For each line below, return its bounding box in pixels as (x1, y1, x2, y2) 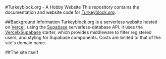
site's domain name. (5, 40, 46, 46)
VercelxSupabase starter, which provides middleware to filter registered (5, 29, 152, 35)
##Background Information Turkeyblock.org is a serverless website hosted (5, 19, 158, 25)
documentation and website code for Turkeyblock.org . (5, 9, 116, 15)
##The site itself (5, 49, 39, 55)
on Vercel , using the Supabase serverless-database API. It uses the (5, 24, 143, 30)
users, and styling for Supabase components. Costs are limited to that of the (5, 34, 161, 40)
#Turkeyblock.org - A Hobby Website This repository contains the (5, 4, 140, 10)
